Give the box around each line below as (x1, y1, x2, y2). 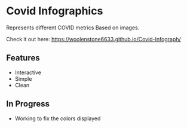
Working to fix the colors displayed (14, 115, 101, 122)
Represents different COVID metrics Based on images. (6, 24, 140, 31)
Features (6, 53, 40, 63)
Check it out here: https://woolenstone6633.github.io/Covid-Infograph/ (6, 35, 181, 42)
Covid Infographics (6, 4, 103, 18)
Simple (14, 75, 32, 82)
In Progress (6, 99, 50, 109)
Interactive (14, 69, 42, 76)
